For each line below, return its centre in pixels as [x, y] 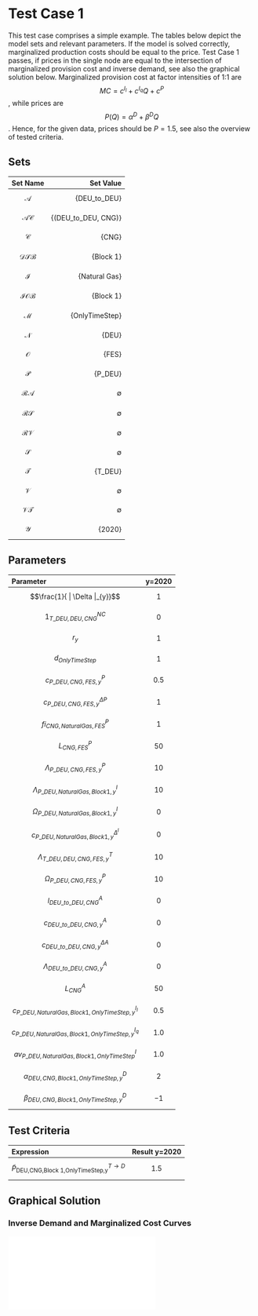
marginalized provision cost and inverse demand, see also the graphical [124, 68]
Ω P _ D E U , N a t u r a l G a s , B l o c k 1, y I [75, 811]
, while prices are [36, 103]
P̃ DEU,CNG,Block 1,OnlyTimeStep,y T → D [68, 1168]
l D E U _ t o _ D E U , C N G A [75, 901]
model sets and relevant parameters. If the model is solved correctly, [119, 43]
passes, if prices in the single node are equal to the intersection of [115, 60]
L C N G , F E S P [75, 745]
